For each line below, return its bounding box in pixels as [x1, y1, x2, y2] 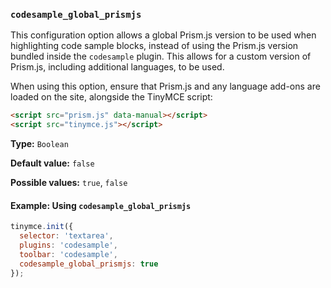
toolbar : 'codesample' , [19, 249, 118, 259]
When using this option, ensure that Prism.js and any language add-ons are [10, 80, 321, 93]
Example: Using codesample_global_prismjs [10, 199, 192, 211]
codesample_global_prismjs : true [19, 259, 159, 269]
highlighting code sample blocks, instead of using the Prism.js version [10, 40, 299, 52]
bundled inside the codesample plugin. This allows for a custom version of [10, 50, 312, 63]
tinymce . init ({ [10, 222, 74, 232]
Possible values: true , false [10, 177, 128, 189]
